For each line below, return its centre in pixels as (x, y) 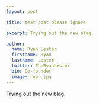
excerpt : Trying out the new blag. (50, 33)
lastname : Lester (33, 60)
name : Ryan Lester (34, 49)
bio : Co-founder (31, 71)
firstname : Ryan (31, 55)
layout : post (22, 12)
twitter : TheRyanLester (41, 66)
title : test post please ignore (46, 22)
